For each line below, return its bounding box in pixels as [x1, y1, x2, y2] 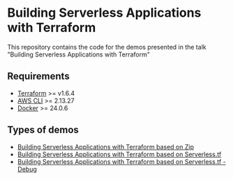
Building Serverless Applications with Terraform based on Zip [17, 142, 194, 151]
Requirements [7, 70, 70, 82]
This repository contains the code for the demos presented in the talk [7, 43, 207, 51]
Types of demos [7, 124, 79, 136]
